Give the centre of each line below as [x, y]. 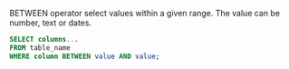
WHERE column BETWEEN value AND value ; [85, 56]
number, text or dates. [51, 23]
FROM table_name [40, 48]
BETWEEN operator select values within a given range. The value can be [145, 13]
